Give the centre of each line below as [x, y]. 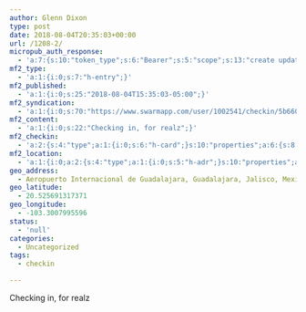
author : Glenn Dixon [49, 18]
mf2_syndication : [42, 103]
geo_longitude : [38, 205]
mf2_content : [34, 120]
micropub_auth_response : [56, 52]
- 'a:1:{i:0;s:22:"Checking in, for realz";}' [107, 129]
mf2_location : [36, 153]
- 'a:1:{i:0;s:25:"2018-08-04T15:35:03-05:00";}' [113, 94]
